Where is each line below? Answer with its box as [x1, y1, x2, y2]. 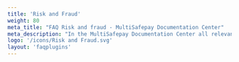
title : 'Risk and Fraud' [7, 10, 81, 18]
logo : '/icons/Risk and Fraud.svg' [7, 37, 113, 44]
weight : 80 [7, 17, 40, 24]
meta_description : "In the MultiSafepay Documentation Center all [7, 30, 208, 38]
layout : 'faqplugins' [7, 43, 72, 51]
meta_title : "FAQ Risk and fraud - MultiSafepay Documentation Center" [7, 24, 224, 31]
